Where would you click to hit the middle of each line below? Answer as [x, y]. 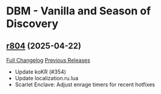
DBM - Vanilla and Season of [79, 11]
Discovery [32, 24]
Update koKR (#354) [40, 72]
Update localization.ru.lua [47, 78]
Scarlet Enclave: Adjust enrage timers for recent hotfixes [85, 84]
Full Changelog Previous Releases [48, 60]
